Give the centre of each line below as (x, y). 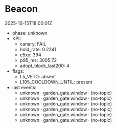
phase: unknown (30, 33)
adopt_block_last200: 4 (44, 66)
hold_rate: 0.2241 (38, 49)
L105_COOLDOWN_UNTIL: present (56, 82)
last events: (24, 87)
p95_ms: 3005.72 (38, 60)
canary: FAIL (33, 44)
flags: (18, 71)
